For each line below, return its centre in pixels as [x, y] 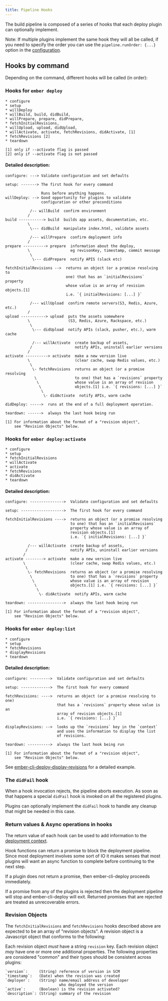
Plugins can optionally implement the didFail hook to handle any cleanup [81, 806]
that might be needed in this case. [40, 812]
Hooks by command [37, 66]
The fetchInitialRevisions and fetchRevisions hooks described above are [83, 926]
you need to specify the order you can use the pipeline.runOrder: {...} [80, 44]
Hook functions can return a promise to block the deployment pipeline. [78, 850]
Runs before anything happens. [74, 193]
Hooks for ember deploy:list [40, 629]
